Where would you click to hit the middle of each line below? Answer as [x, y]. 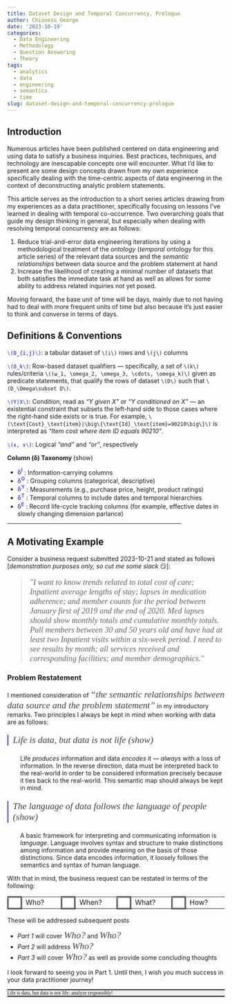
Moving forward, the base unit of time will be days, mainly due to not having [115, 299]
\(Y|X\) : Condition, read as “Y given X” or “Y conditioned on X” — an [106, 401]
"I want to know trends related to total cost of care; [112, 582]
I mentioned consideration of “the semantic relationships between [116, 694]
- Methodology [33, 46]
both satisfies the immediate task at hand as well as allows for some [114, 279]
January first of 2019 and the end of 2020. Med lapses [117, 611]
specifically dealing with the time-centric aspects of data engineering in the [115, 178]
